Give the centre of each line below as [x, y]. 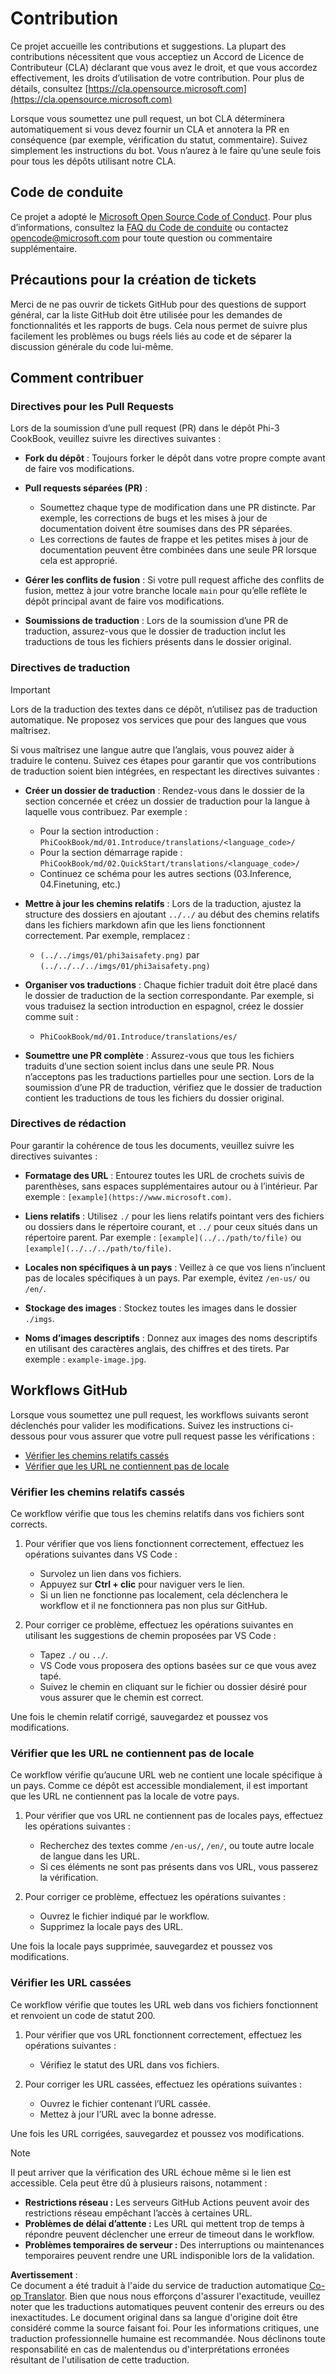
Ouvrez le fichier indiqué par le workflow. [124, 1916]
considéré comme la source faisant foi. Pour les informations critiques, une [165, 2328]
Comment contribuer [77, 377]
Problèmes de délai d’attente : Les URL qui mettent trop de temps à [164, 2223]
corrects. [29, 1524]
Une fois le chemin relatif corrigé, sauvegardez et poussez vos [139, 1716]
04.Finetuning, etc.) [80, 884]
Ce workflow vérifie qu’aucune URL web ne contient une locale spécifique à [166, 1775]
